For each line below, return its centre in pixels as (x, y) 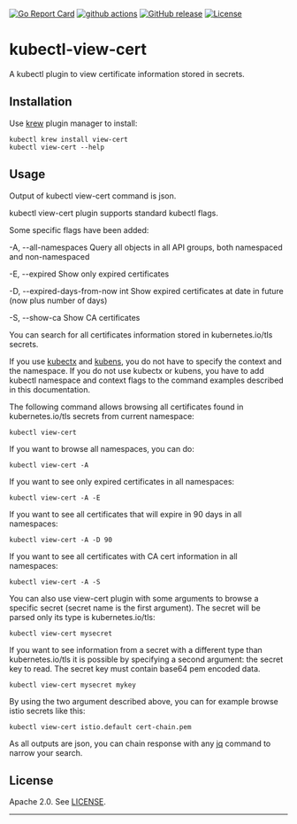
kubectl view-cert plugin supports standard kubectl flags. (114, 213)
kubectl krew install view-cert (69, 139)
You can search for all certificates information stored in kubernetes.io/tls (141, 334)
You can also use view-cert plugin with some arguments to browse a (134, 598)
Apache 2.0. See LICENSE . (57, 802)
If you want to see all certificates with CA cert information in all (123, 556)
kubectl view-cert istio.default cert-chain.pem (100, 727)
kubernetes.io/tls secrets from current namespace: (102, 416)
